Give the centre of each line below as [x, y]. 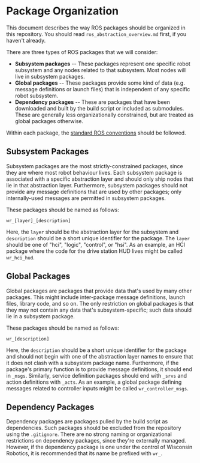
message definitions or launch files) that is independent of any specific [102, 89]
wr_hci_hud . [20, 257]
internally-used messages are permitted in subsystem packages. [86, 198]
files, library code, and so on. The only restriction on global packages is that [100, 303]
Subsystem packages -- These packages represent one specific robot [102, 64]
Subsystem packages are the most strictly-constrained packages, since [95, 166]
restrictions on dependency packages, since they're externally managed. [96, 441]
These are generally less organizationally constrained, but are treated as [104, 115]
